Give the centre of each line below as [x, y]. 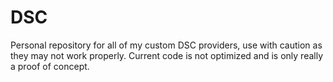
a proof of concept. [50, 66]
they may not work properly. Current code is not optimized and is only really [167, 55]
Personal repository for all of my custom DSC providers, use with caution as [166, 45]
